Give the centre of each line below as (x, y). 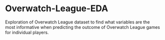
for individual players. (27, 32)
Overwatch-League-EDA (57, 9)
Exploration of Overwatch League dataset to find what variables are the (78, 22)
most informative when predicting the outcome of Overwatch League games (82, 27)
